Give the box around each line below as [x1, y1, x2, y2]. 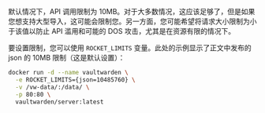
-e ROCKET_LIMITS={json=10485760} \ [15, 75, 136, 84]
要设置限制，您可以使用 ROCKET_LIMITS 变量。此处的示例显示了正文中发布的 [8, 43, 252, 53]
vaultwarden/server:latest [15, 97, 104, 106]
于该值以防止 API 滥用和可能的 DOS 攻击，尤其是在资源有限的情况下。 [8, 27, 235, 35]
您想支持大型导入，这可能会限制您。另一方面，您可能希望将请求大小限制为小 [8, 16, 257, 26]
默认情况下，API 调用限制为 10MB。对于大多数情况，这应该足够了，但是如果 [8, 7, 256, 16]
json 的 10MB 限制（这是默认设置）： [8, 53, 125, 62]
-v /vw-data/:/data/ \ [15, 83, 90, 91]
